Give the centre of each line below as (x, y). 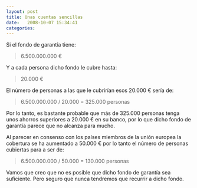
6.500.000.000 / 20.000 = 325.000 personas (75, 102)
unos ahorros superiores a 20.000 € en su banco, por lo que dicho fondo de (99, 120)
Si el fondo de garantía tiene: (41, 45)
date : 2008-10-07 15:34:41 (42, 22)
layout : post (22, 11)
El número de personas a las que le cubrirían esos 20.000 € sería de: (90, 90)
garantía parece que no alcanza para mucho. (60, 126)
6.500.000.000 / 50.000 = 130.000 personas (75, 161)
